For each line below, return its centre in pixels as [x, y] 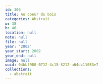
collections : [19, 70]
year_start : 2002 [23, 51]
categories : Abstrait [27, 19]
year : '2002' [19, 46]
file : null [16, 42]
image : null [17, 60]
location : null [21, 33]
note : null [16, 38]
